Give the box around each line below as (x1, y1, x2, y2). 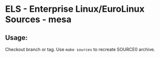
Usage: (5, 33, 28, 42)
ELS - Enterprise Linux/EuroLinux (5, 3, 145, 15)
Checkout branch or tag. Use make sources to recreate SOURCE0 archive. (5, 47, 156, 52)
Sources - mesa (5, 14, 72, 25)
